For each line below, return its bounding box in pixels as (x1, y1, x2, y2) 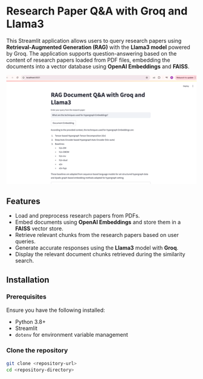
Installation (6, 274, 50, 285)
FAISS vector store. (14, 225, 63, 232)
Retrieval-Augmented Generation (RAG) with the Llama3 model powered (6, 44, 190, 51)
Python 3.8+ (14, 318, 47, 325)
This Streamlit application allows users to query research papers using (6, 37, 182, 44)
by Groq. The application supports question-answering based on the (6, 50, 177, 57)
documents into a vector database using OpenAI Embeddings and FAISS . (6, 62, 190, 70)
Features (6, 196, 40, 206)
